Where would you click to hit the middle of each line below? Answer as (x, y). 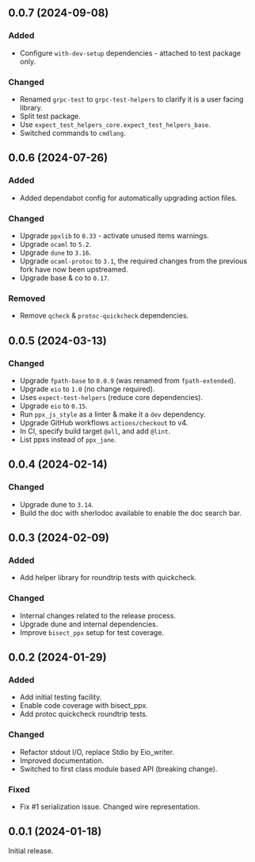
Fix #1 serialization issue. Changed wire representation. (110, 806)
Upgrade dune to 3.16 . (55, 252)
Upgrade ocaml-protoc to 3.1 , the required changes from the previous (133, 260)
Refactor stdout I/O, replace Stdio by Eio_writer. (97, 752)
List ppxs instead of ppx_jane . (68, 439)
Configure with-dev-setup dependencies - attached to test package (130, 53)
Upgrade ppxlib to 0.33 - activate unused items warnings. (114, 235)
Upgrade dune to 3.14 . (56, 504)
